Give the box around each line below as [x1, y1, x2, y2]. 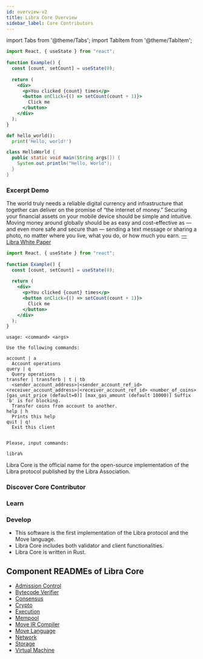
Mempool [15, 614, 39, 621]
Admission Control [15, 582, 62, 589]
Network [15, 634, 38, 641]
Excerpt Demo [6, 186, 49, 194]
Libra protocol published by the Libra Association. [6, 468, 130, 475]
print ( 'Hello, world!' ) [12, 138, 72, 144]
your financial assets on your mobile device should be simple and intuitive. [6, 213, 192, 220]
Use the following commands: [6, 345, 80, 351]
